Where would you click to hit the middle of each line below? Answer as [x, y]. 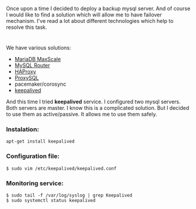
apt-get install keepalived [40, 141]
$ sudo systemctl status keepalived [51, 201]
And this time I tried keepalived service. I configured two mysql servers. [93, 102]
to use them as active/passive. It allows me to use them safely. [82, 114]
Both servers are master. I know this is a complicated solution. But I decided [98, 108]
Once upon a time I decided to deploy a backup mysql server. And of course [98, 9]
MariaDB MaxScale [38, 59]
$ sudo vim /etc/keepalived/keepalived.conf [61, 168]
